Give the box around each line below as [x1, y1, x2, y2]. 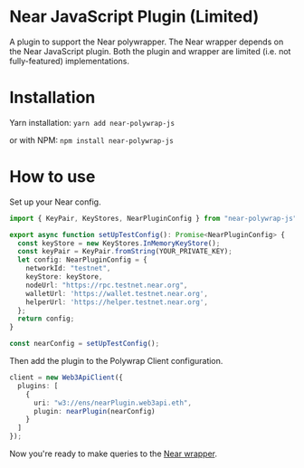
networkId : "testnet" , [25, 264, 111, 273]
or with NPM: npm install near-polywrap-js [9, 134, 174, 146]
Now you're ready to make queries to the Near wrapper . [9, 448, 217, 459]
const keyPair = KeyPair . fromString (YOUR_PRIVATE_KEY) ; [17, 247, 233, 256]
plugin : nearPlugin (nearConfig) [33, 406, 156, 415]
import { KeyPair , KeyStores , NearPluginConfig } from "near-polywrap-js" [9, 214, 298, 223]
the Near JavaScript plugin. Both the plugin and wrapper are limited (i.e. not [9, 45, 291, 56]
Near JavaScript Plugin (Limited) [9, 6, 260, 27]
